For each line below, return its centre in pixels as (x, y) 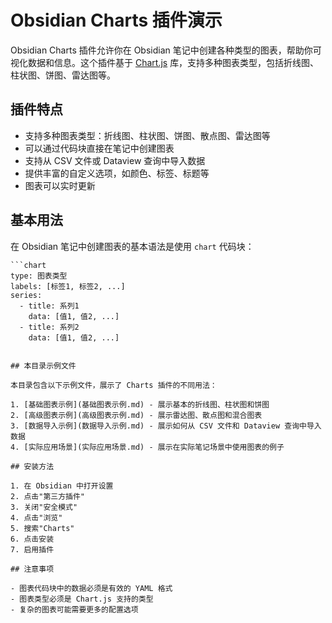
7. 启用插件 (32, 549)
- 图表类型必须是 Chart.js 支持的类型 (82, 599)
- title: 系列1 (49, 306)
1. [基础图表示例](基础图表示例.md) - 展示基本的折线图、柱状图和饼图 (140, 404)
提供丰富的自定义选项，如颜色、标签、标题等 (117, 173)
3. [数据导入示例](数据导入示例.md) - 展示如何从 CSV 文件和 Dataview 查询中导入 (166, 426)
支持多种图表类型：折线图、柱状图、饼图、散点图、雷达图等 (147, 135)
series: (26, 295)
